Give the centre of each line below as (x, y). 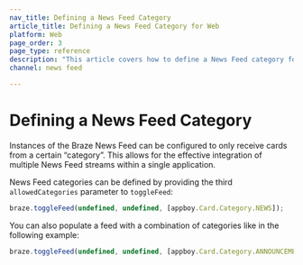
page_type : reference (50, 51)
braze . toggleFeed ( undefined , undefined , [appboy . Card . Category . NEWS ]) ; (147, 208)
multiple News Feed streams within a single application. (113, 164)
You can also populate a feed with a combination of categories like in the (144, 225)
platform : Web (36, 34)
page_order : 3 (36, 43)
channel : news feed (46, 69)
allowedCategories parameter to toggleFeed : (91, 191)
